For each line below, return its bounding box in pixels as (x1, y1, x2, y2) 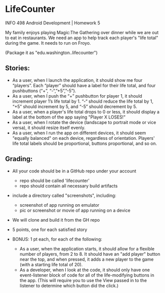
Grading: (5, 155, 33, 163)
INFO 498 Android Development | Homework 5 (5, 20, 100, 26)
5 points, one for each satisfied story (12, 227, 87, 233)
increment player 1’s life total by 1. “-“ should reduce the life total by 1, (12, 98, 154, 104)
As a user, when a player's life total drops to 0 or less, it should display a (12, 109, 160, 115)
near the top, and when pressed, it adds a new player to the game (19, 256, 154, 262)
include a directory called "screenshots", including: (12, 192, 117, 198)
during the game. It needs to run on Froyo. (5, 40, 91, 46)
